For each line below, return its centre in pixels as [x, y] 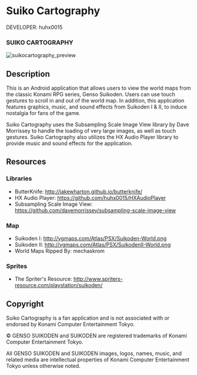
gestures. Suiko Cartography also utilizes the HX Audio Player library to [92, 137]
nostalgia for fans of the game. [43, 113]
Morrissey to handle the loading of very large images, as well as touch [91, 131]
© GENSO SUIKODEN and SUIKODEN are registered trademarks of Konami [96, 336]
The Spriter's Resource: [43, 279]
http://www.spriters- [98, 279]
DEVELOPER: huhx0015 [34, 27]
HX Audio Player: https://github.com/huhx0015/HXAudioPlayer [90, 198]
